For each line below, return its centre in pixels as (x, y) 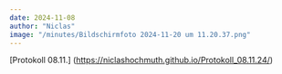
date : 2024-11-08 (42, 18)
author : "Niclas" (42, 26)
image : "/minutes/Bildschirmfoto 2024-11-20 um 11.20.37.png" (130, 34)
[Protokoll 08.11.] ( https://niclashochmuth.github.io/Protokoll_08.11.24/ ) (141, 60)
